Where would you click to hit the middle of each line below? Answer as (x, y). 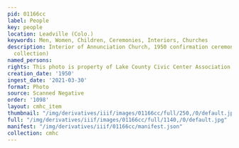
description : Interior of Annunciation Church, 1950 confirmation (108, 47)
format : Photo (28, 87)
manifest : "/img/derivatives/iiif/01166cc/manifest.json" (95, 126)
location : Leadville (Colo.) (51, 34)
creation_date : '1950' (41, 73)
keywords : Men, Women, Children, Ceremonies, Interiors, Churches (108, 41)
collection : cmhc (33, 133)
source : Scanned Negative (46, 93)
